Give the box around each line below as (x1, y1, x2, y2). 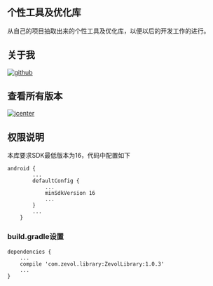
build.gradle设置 (7, 232, 64, 242)
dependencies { (7, 248, 52, 255)
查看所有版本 (7, 90, 63, 102)
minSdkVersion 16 (44, 190, 96, 197)
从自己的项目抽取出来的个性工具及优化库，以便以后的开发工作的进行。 (7, 27, 210, 35)
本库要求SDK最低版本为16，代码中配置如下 (7, 151, 131, 160)
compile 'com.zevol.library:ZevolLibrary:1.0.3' (20, 260, 165, 268)
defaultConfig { (32, 177, 80, 184)
